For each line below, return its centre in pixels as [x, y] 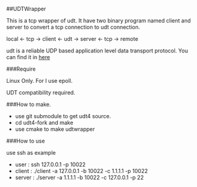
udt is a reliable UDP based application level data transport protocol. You [97, 51]
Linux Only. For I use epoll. [40, 81]
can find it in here [28, 57]
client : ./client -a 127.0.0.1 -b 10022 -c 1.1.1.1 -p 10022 [81, 171]
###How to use [26, 141]
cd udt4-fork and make [44, 122]
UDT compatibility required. [41, 93]
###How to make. [29, 104]
